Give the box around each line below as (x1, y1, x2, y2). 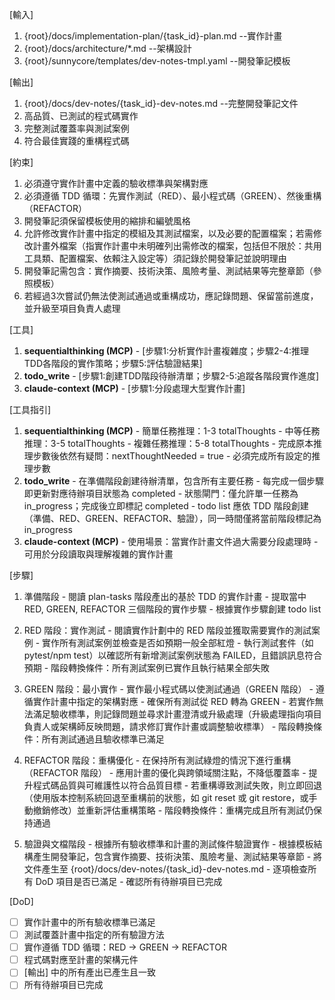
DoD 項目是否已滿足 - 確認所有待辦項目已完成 (35, 876, 223, 887)
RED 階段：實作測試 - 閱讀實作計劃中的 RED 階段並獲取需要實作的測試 (23, 624, 312, 636)
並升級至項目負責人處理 (23, 303, 121, 314)
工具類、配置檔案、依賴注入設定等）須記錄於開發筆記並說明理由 (23, 253, 287, 264)
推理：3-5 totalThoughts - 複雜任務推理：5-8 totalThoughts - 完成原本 (23, 438, 314, 449)
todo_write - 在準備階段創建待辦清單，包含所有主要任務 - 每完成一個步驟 (23, 475, 324, 487)
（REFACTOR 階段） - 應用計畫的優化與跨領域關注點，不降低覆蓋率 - (23, 767, 307, 778)
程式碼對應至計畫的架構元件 (23, 954, 139, 966)
